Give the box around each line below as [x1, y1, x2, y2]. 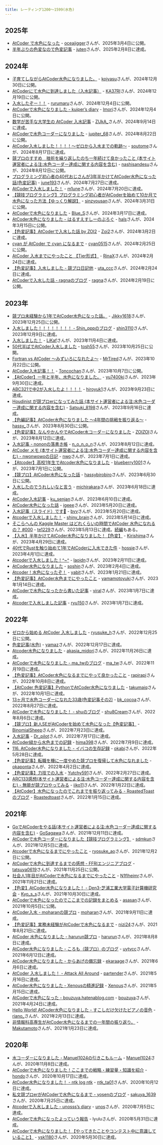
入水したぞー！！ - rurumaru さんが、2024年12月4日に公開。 [12, 101, 134, 106]
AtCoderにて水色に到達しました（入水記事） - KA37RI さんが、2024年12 [12, 88, 157, 94]
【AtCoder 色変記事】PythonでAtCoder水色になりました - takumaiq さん [12, 684, 157, 690]
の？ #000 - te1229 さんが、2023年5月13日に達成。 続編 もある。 [12, 527, 140, 533]
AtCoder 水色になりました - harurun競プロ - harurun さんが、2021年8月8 [12, 934, 158, 939]
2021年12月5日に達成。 [25, 842, 72, 848]
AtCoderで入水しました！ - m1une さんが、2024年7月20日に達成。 [12, 186, 145, 192]
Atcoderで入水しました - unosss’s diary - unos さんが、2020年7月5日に [12, 1103, 155, 1109]
